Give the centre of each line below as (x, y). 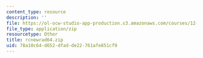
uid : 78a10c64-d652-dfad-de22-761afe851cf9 (62, 46)
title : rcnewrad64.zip (35, 40)
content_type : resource (36, 12)
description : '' (27, 18)
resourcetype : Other (32, 34)
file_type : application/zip (42, 29)
